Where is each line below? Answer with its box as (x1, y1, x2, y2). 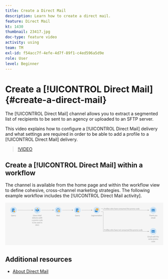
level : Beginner (5, 61, 39, 66)
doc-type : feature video (5, 35, 57, 40)
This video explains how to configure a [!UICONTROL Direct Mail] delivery (5, 126, 158, 132)
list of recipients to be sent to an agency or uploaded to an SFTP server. (5, 116, 154, 122)
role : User (5, 56, 28, 61)
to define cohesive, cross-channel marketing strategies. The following (5, 188, 150, 194)
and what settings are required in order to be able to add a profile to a (5, 131, 149, 137)
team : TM (5, 45, 24, 50)
